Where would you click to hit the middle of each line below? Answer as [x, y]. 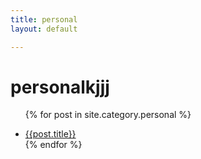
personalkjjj [60, 87]
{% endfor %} [53, 145]
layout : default [44, 29]
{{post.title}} [50, 134]
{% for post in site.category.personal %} [108, 115]
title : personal [44, 19]
